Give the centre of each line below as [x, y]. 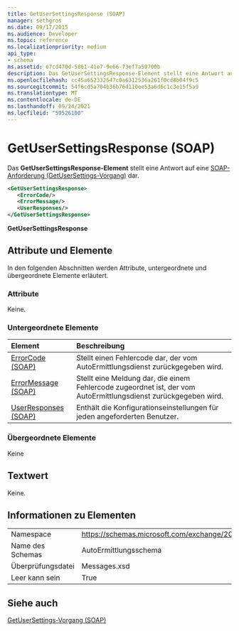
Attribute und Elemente [60, 250]
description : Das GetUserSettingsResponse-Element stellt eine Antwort [116, 73]
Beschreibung [100, 346]
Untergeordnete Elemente [53, 328]
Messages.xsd [106, 566]
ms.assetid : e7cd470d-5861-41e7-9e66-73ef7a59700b [84, 67]
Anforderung [26, 176]
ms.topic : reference [38, 41]
